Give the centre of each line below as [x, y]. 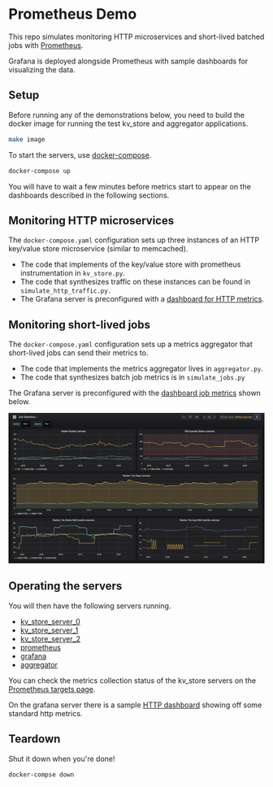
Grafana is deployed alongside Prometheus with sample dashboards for [128, 61]
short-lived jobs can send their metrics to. [78, 353]
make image [27, 139]
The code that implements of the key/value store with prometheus [130, 264]
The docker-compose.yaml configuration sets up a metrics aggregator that [131, 344]
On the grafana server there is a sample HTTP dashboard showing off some [135, 705]
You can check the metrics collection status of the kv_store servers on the [132, 680]
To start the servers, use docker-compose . [80, 154]
